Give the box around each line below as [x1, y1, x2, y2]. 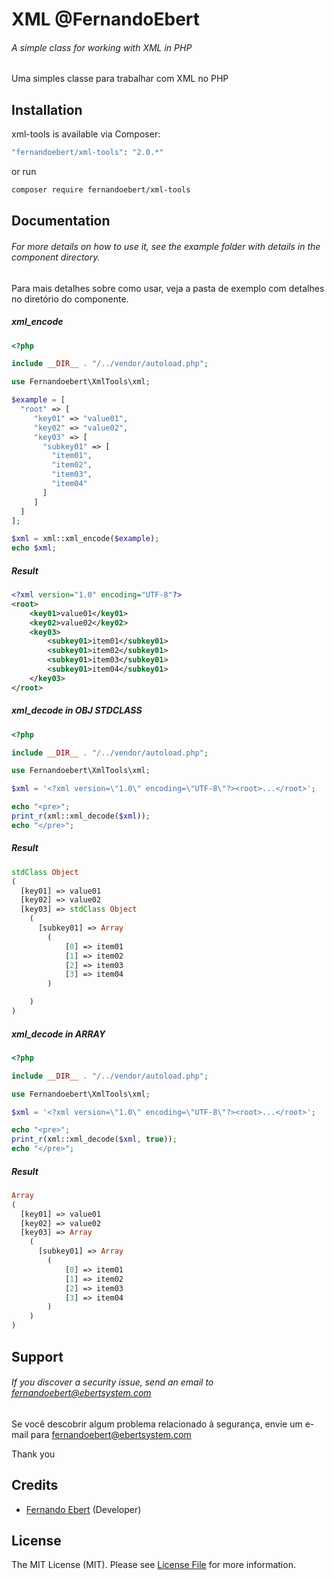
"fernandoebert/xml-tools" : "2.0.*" [11, 148, 164, 158]
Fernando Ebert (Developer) [25, 1503, 142, 1515]
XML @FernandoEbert [11, 8, 201, 31]
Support [11, 1348, 64, 1365]
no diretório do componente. [11, 293, 129, 305]
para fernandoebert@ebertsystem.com [30, 1428, 192, 1440]
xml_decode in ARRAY [11, 1028, 106, 1040]
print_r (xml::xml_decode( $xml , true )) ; [11, 1134, 178, 1145]
